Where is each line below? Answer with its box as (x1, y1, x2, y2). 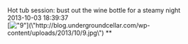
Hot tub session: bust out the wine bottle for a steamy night (7, 6, 181, 14)
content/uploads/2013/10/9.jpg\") (7, 28, 104, 37)
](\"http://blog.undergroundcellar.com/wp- (26, 21, 150, 29)
